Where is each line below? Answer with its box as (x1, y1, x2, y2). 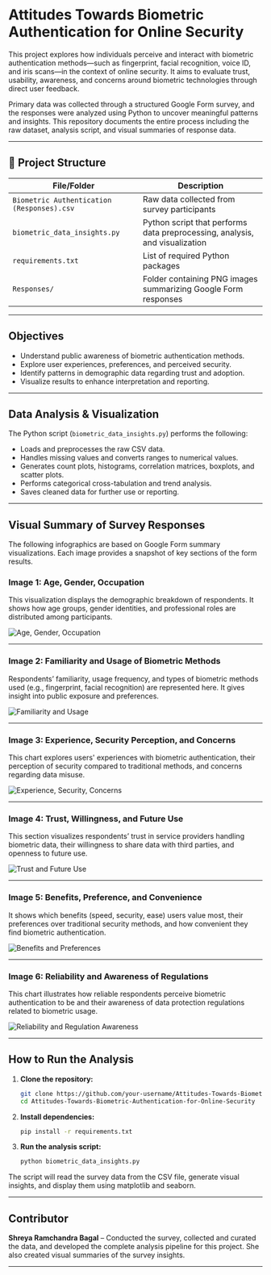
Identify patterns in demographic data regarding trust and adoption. (19, 368, 245, 377)
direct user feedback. (8, 83, 80, 94)
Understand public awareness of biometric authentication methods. (19, 351, 245, 360)
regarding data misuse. (8, 770, 85, 780)
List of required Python (142, 250, 230, 261)
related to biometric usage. (8, 1006, 98, 1015)
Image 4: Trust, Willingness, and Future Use (8, 813, 184, 824)
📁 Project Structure (8, 156, 106, 170)
